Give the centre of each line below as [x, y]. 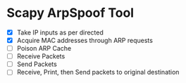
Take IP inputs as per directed [60, 32]
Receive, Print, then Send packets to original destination [98, 72]
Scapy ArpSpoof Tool [70, 13]
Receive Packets [41, 56]
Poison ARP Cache [44, 49]
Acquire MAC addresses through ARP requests [85, 40]
